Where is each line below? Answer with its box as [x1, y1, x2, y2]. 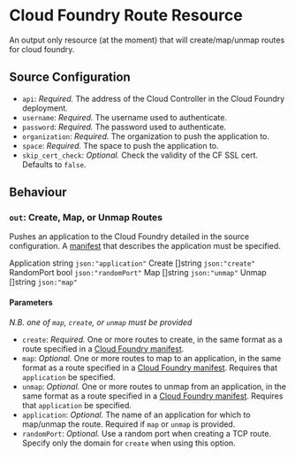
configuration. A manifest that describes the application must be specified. [9, 241, 281, 252]
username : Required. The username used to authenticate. [21, 112, 228, 122]
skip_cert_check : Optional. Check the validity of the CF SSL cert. [21, 150, 259, 160]
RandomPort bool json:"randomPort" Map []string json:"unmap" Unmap [9, 267, 267, 278]
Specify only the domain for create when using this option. [21, 438, 236, 448]
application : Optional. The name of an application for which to [21, 409, 251, 420]
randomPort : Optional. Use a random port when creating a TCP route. [21, 428, 272, 438]
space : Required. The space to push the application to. [21, 140, 219, 151]
